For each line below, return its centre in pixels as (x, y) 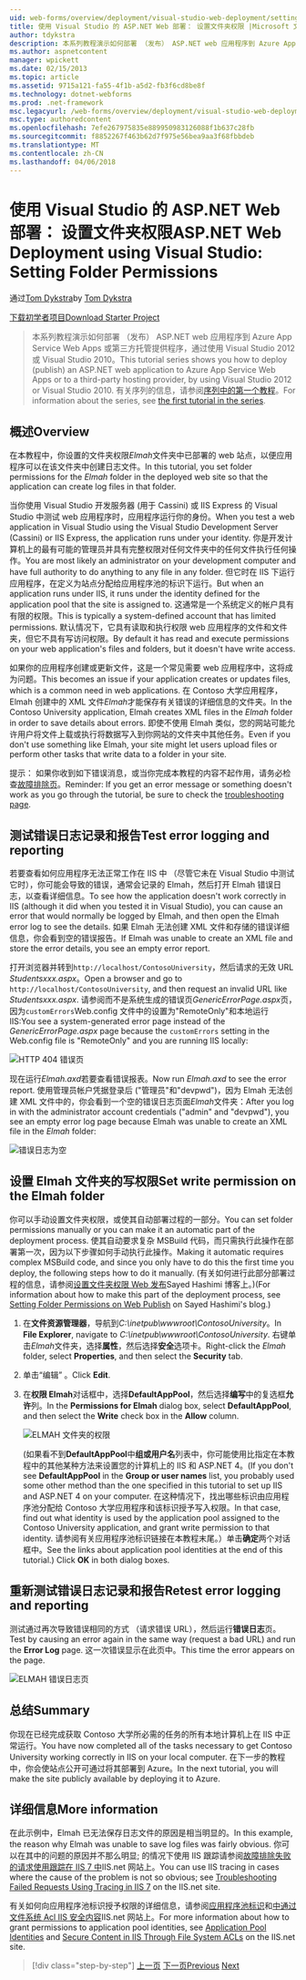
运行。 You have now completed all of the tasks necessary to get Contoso (155, 1745)
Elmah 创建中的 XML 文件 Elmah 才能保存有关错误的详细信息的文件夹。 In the (151, 702)
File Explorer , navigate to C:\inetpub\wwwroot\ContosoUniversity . (146, 1334)
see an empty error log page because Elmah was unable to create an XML (148, 1122)
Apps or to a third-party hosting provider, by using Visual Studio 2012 (162, 380)
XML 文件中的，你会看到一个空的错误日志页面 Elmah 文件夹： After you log (157, 1102)
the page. (27, 1660)
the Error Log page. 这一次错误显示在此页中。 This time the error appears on (152, 1649)
